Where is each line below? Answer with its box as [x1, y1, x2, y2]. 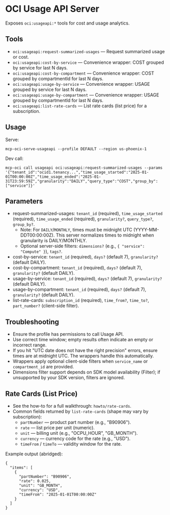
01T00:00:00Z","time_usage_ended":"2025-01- [5, 174, 101, 179]
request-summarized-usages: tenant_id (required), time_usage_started [12, 210, 163, 217]
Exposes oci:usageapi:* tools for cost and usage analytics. [5, 20, 130, 26]
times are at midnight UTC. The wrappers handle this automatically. [12, 353, 154, 359]
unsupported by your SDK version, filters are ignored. [12, 374, 125, 381]
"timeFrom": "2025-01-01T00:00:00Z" [18, 492, 97, 497]
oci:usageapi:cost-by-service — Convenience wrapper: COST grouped [12, 59, 164, 65]
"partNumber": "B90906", [18, 474, 72, 479]
